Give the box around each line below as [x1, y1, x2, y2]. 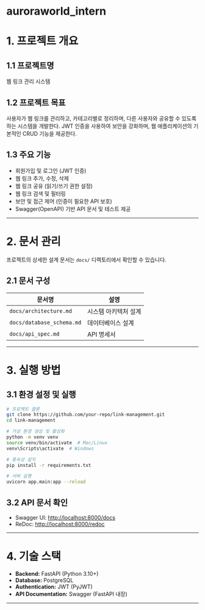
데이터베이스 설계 [87, 318, 134, 327]
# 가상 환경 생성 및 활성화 [6, 428, 65, 435]
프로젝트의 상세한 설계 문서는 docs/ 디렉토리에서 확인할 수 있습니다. [6, 255, 167, 263]
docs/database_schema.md [9, 319, 82, 326]
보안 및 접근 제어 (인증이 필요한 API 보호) [15, 197, 113, 205]
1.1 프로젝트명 [6, 60, 54, 71]
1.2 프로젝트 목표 [6, 97, 66, 108]
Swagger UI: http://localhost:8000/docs [15, 514, 116, 521]
